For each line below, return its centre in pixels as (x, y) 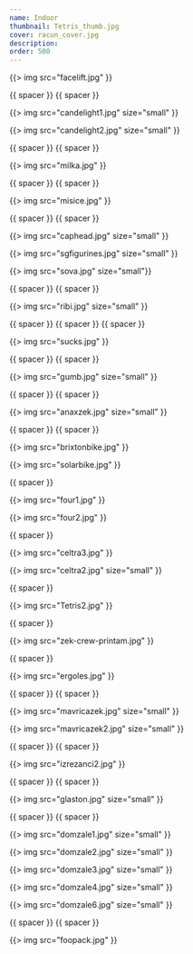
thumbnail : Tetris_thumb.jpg (64, 26)
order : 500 (30, 52)
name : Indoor (34, 18)
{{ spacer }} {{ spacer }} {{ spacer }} (77, 324)
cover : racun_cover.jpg (54, 35)
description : (34, 43)
